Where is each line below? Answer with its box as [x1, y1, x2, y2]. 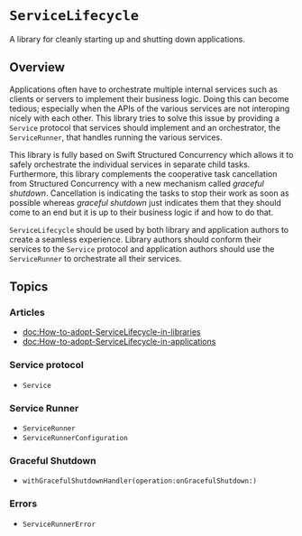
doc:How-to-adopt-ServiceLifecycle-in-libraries [22, 327, 201, 337]
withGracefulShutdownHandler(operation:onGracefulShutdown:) [22, 476, 258, 485]
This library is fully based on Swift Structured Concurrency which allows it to [9, 149, 294, 160]
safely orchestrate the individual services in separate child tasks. [9, 159, 251, 170]
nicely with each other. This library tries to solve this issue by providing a [9, 112, 280, 124]
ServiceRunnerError [22, 520, 96, 529]
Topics [9, 279, 49, 295]
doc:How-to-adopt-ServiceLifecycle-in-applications [22, 337, 216, 347]
